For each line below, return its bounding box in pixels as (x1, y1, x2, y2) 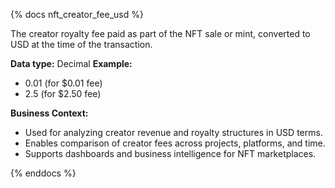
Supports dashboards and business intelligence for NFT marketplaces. (24, 148, 317, 159)
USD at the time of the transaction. (10, 39, 153, 50)
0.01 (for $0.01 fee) (24, 77, 103, 89)
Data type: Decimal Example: (10, 58, 133, 69)
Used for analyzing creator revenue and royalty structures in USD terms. (24, 127, 323, 138)
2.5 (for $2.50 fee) (24, 88, 102, 99)
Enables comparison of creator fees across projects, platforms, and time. (24, 137, 326, 149)
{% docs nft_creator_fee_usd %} (10, 9, 144, 20)
